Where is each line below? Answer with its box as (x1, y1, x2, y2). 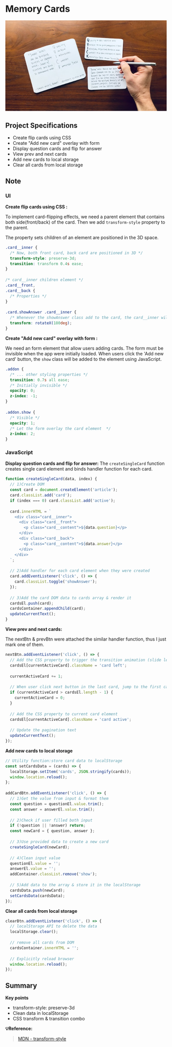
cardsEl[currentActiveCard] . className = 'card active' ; (10, 717, 132, 722)
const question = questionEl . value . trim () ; (10, 801, 104, 806)
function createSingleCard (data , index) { (5, 477, 97, 482)
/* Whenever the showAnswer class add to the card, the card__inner (10, 315, 159, 320)
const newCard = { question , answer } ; (10, 828, 95, 834)
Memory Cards (5, 3, 70, 15)
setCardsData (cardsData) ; (10, 893, 66, 899)
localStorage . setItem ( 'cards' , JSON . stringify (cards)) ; (10, 769, 132, 774)
